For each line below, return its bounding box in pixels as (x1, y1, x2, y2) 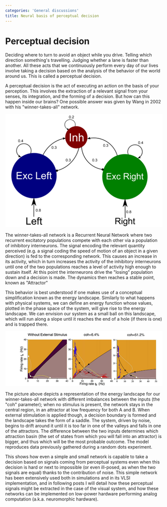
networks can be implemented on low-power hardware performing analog (5, 491, 158, 497)
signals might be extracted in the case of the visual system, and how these (5, 486, 159, 492)
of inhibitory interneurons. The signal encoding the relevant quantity (5, 242, 145, 248)
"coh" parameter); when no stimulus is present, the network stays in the (5, 402, 153, 408)
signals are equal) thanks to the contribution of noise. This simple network (5, 470, 158, 476)
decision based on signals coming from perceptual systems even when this (5, 459, 160, 465)
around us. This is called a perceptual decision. (5, 73, 102, 79)
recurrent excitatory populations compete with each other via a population (5, 237, 158, 243)
